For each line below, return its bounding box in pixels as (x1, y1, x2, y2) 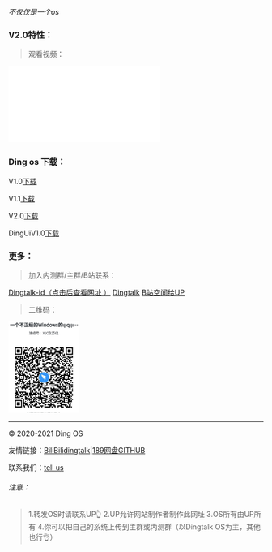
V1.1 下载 (8, 193, 35, 203)
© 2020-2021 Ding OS (8, 429, 83, 438)
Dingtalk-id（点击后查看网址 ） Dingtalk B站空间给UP (8, 287, 185, 297)
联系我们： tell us (8, 462, 64, 472)
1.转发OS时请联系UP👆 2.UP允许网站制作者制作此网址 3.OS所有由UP (28, 510, 254, 520)
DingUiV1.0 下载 (8, 228, 60, 238)
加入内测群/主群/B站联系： (28, 270, 117, 280)
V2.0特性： (8, 29, 53, 41)
